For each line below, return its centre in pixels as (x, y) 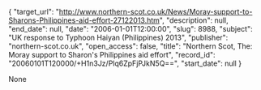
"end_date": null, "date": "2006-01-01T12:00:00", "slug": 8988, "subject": (130, 29)
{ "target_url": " (34, 12)
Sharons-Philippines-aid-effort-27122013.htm (84, 20)
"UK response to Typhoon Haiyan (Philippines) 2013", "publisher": (118, 37)
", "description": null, (194, 20)
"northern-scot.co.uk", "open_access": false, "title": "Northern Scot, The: (130, 46)
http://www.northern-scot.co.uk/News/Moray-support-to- (156, 12)
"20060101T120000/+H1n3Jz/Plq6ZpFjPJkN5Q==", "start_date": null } (125, 63)
